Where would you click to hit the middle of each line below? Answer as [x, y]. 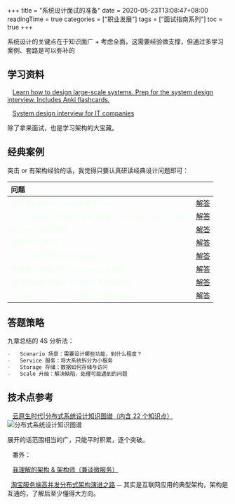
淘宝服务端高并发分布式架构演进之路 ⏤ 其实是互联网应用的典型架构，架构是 [119, 484]
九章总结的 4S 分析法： [41, 341]
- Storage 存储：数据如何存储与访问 [58, 367]
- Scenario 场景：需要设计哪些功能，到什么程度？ [75, 354]
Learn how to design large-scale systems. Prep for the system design [113, 92]
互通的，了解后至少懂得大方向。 [53, 493]
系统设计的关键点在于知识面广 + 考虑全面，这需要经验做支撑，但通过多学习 [116, 42]
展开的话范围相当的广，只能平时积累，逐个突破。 [78, 439]
